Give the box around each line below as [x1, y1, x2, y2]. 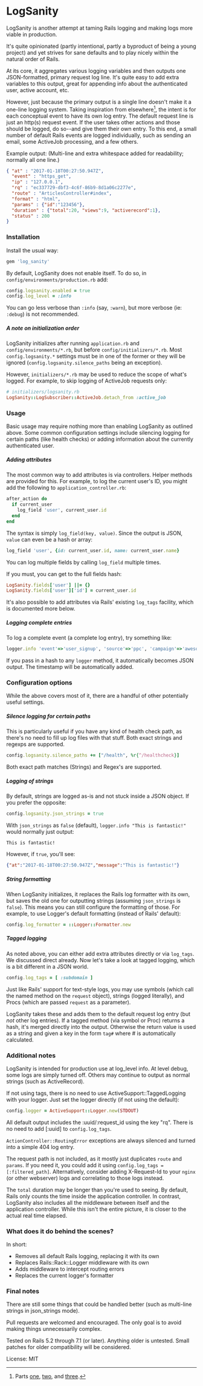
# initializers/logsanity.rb [6, 389, 80, 395]
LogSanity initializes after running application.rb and [6, 340, 140, 347]
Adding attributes [6, 456, 52, 463]
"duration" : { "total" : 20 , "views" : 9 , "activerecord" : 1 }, [11, 207, 161, 213]
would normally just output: [6, 828, 74, 835]
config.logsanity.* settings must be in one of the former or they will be [6, 353, 185, 360]
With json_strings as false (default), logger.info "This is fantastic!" [6, 822, 186, 829]
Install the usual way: [6, 247, 59, 254]
